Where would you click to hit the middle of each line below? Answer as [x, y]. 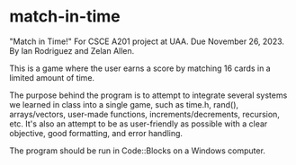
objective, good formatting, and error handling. [96, 133]
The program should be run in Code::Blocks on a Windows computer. [137, 151]
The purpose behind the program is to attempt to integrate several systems [148, 95]
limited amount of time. [52, 77]
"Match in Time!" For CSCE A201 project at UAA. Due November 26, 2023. [147, 41]
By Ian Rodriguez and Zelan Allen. [72, 50]
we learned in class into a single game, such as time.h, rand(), [124, 104]
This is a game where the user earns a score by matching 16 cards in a [140, 68]
